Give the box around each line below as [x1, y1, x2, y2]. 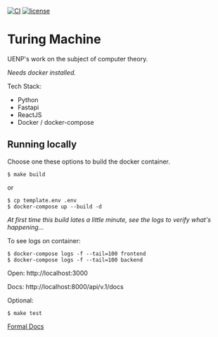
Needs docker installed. [7, 68, 76, 77]
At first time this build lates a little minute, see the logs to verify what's [7, 215, 211, 223]
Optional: [7, 296, 34, 305]
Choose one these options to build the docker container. [7, 157, 170, 166]
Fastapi [17, 103, 39, 111]
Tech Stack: [7, 82, 42, 90]
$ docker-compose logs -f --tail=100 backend [7, 256, 143, 264]
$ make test [7, 310, 42, 317]
